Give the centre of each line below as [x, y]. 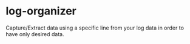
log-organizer [41, 11]
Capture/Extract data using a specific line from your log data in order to [95, 28]
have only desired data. [35, 34]
